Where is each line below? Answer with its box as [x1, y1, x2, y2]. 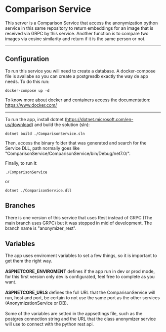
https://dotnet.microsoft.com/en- [66, 116, 133, 122]
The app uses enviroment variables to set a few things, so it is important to [5, 253, 157, 259]
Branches [5, 201, 36, 210]
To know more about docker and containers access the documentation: [5, 97, 151, 103]
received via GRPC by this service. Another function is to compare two [5, 30, 149, 36]
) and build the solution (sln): [31, 122, 90, 128]
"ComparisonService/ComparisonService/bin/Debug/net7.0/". [5, 150, 131, 156]
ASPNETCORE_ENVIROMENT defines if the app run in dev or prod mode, [5, 268, 155, 274]
